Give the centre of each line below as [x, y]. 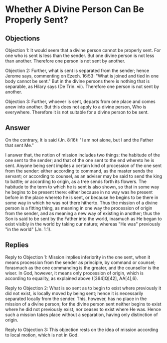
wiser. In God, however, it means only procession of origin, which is [74, 273]
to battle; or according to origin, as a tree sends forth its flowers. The [76, 181]
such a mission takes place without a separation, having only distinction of [82, 314]
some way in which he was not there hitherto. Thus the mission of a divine [82, 202]
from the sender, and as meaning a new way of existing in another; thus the [83, 213]
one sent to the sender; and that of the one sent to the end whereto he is [80, 160]
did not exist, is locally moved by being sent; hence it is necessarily [74, 293]
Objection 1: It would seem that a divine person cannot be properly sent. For [83, 50]
